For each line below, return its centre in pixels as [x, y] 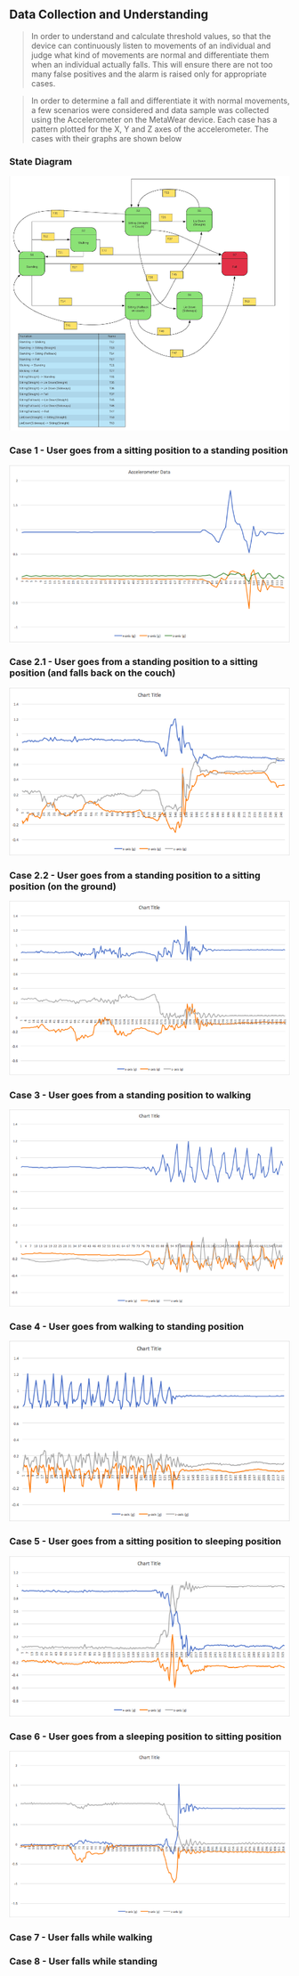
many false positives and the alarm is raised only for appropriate [149, 74]
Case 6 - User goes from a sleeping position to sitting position [145, 1737]
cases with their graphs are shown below [106, 138]
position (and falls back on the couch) [93, 673]
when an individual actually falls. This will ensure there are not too [152, 64]
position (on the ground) [63, 887]
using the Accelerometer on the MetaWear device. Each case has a [154, 119]
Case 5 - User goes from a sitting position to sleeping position [145, 1542]
